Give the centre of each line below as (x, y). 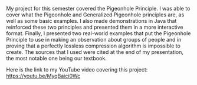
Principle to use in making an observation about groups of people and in (94, 40)
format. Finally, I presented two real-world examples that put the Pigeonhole (98, 33)
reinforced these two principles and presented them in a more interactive (95, 27)
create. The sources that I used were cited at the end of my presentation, (95, 52)
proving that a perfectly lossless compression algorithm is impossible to (93, 46)
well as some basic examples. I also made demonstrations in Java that (91, 21)
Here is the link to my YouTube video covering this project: (77, 69)
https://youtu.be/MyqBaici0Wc (43, 76)
